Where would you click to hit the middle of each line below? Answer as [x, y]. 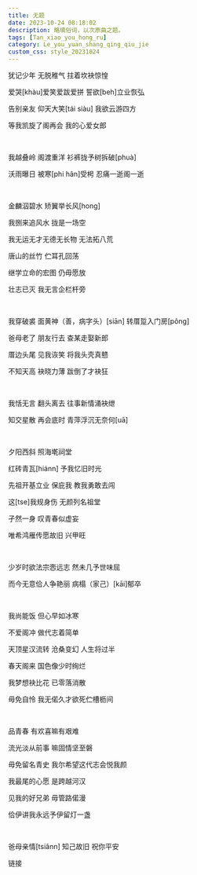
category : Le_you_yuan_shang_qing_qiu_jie [78, 45]
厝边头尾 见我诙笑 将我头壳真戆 [58, 355]
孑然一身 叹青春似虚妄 [44, 518]
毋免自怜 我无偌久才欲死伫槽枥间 [61, 699]
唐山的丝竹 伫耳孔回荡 [44, 256]
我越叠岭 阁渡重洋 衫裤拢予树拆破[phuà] [73, 157]
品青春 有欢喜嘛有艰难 [44, 731]
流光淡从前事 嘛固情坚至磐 [50, 748]
